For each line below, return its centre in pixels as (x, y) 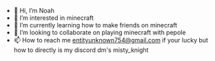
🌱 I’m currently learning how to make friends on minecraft (95, 25)
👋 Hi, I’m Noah (34, 11)
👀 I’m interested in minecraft (54, 18)
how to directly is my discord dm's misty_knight (81, 50)
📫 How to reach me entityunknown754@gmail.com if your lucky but (111, 40)
